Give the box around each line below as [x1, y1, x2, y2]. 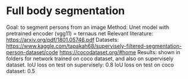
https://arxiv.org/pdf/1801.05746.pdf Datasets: [6, 36, 119, 43]
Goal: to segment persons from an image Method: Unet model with [6, 24, 170, 31]
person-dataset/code [6, 48, 58, 55]
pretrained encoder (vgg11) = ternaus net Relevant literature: [6, 29, 154, 37]
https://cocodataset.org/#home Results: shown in [59, 48, 181, 55]
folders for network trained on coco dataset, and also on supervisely [6, 55, 174, 62]
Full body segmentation [6, 4, 125, 18]
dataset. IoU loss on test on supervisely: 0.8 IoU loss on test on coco [6, 61, 174, 68]
